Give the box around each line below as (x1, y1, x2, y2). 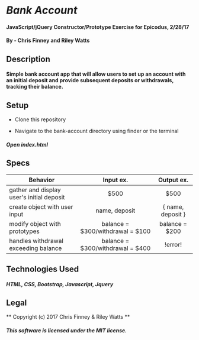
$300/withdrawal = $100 (80, 227, 151, 235)
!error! (165, 240, 182, 248)
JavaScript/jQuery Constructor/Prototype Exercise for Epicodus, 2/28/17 (6, 23, 190, 30)
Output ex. (158, 176, 188, 184)
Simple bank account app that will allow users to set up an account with (6, 70, 186, 77)
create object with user (9, 202, 73, 211)
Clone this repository (14, 116, 66, 123)
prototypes (9, 227, 40, 235)
